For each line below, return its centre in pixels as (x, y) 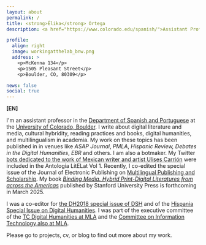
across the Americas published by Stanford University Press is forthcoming (101, 186)
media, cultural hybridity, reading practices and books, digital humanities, (99, 134)
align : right (29, 46)
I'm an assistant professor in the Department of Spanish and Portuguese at (101, 121)
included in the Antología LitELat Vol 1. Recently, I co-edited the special (96, 166)
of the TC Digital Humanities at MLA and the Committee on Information (96, 217)
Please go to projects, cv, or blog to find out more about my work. (89, 235)
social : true (23, 91)
